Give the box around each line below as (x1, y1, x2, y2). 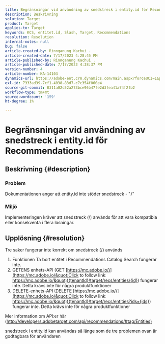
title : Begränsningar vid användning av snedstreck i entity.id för (5, 7, 148, 12)
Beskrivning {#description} (5, 165, 91, 173)
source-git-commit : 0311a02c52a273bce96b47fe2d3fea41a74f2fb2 (5, 85, 135, 90)
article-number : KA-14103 (5, 71, 58, 76)
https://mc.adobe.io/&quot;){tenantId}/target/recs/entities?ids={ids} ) (12, 299, 151, 305)
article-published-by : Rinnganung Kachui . (5, 58, 96, 63)
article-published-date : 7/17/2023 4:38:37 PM (5, 62, 102, 67)
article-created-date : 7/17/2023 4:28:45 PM (5, 53, 98, 58)
